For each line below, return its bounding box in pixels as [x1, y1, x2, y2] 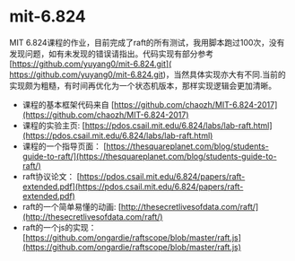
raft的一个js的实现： [22, 222, 97, 232]
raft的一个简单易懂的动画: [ [22, 201, 122, 212]
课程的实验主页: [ [22, 119, 85, 131]
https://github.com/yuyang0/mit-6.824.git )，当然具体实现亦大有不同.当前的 [9, 69, 287, 80]
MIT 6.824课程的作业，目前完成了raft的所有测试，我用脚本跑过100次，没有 [9, 37, 285, 48]
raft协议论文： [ [22, 170, 81, 181]
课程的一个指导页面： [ [22, 141, 107, 152]
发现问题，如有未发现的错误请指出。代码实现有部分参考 [9, 48, 213, 59]
